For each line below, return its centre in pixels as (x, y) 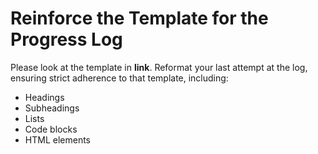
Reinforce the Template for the (139, 18)
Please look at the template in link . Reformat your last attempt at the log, (159, 67)
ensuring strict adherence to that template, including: (119, 78)
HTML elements (57, 139)
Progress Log (66, 39)
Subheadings (52, 108)
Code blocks (51, 129)
